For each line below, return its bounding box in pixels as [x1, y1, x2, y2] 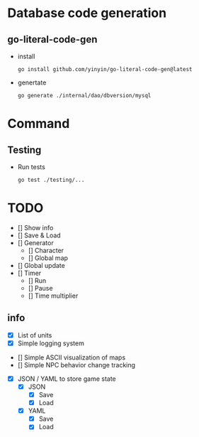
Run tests [17, 163, 46, 171]
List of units [17, 330, 52, 339]
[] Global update [17, 261, 65, 269]
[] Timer [17, 269, 42, 277]
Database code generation [7, 5, 167, 21]
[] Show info [17, 223, 54, 232]
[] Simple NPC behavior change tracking [17, 360, 136, 369]
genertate [17, 78, 47, 87]
